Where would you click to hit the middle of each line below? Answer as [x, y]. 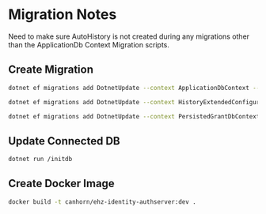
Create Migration [51, 70]
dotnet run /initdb [40, 160]
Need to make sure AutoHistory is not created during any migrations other [129, 36]
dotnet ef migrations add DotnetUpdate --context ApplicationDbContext [129, 88]
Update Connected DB [64, 141]
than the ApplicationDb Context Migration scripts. [89, 44]
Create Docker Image [61, 184]
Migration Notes [63, 15]
